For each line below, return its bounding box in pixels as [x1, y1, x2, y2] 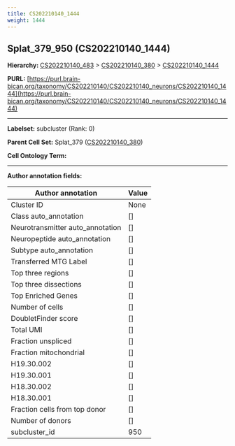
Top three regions [10, 268, 69, 278]
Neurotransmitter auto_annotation [10, 223, 122, 233]
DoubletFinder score [10, 314, 78, 324]
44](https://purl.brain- [7, 89, 71, 98]
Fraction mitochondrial [10, 347, 85, 357]
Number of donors [10, 416, 71, 426]
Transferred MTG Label [10, 257, 87, 266]
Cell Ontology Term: [7, 152, 67, 160]
